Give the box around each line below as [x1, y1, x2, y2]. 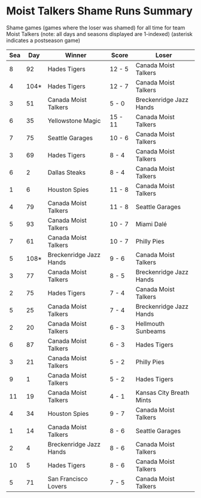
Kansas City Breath [135, 388, 190, 397]
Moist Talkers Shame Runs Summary [6, 4, 193, 18]
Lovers [47, 482, 67, 490]
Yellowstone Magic [47, 116, 101, 125]
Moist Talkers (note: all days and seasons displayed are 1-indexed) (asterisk [6, 30, 193, 37]
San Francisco [47, 475, 88, 483]
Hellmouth [135, 319, 165, 328]
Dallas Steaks [47, 168, 86, 176]
